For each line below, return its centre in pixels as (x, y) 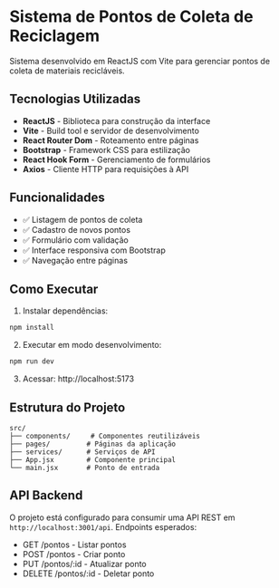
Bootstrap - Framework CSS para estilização (106, 149)
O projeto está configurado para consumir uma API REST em (122, 517)
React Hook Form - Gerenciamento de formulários (116, 159)
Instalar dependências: (65, 311)
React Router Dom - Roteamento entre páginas (111, 140)
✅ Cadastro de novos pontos (77, 229)
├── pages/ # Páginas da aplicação (93, 444)
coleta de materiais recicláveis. (67, 71)
